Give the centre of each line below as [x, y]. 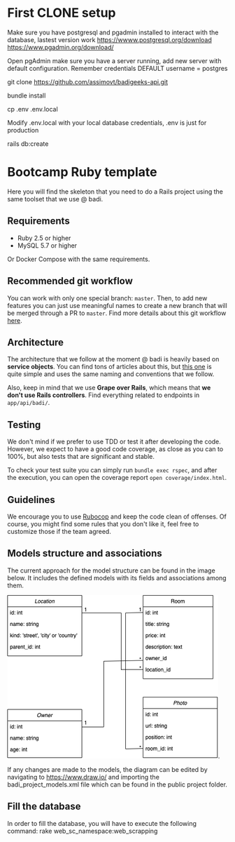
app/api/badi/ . [29, 403]
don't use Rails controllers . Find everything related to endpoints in [104, 395]
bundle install [27, 95]
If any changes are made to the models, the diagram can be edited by [107, 769]
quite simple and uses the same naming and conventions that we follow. [111, 374]
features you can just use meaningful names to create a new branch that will [117, 305]
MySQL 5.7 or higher [47, 245]
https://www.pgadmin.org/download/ [60, 47]
